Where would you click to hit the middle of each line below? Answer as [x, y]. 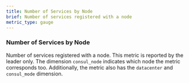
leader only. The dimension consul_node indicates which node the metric [93, 61]
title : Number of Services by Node [49, 11]
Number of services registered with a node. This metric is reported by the [95, 55]
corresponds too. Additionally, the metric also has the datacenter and [90, 67]
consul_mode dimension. [35, 74]
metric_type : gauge [30, 22]
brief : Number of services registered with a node [69, 17]
